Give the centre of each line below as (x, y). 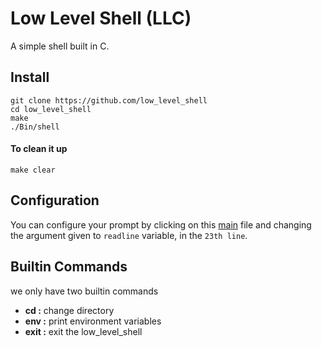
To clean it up (39, 149)
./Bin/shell (35, 127)
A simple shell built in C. (60, 46)
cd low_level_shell (51, 109)
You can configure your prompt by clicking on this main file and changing (161, 224)
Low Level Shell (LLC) (101, 18)
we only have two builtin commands (84, 291)
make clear (33, 170)
